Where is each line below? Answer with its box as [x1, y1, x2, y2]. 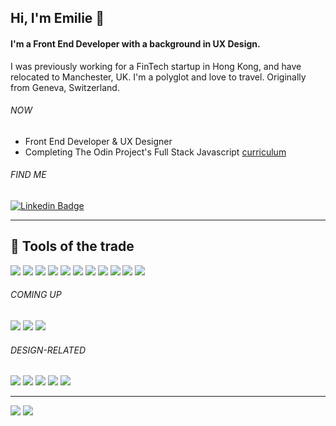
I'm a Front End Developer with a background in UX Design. [10, 37, 261, 50]
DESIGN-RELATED [10, 344, 87, 356]
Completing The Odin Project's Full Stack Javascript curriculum [24, 146, 287, 158]
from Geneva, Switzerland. [10, 81, 120, 93]
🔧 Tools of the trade [10, 238, 135, 255]
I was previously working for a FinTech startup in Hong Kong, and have [10, 60, 302, 72]
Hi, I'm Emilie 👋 [10, 10, 105, 27]
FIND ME [10, 169, 47, 181]
